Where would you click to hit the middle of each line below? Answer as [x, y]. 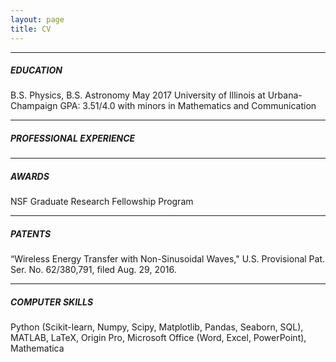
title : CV [31, 29]
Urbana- [285, 95]
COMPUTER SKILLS [52, 302]
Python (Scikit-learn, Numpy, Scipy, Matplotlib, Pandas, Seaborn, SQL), [157, 327]
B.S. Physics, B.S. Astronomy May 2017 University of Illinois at [138, 95]
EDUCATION [36, 70]
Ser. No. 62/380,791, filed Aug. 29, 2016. [93, 270]
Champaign [34, 106]
